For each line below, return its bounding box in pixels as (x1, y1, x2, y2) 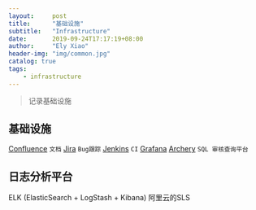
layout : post (8, 11, 67, 20)
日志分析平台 (8, 169, 73, 183)
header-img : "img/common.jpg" (8, 50, 111, 58)
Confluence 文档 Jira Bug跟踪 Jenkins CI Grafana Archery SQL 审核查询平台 (8, 144, 249, 154)
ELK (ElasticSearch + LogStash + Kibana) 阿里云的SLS (8, 193, 191, 203)
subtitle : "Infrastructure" (8, 27, 111, 35)
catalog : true (8, 58, 57, 66)
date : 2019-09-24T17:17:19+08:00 (8, 34, 144, 43)
